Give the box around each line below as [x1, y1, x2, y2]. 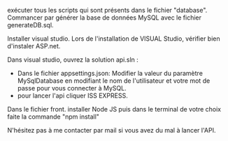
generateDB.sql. [7, 21, 54, 29]
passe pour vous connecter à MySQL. [17, 84, 127, 92]
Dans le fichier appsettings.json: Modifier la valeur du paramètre [17, 69, 203, 77]
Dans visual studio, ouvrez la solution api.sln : [7, 55, 138, 64]
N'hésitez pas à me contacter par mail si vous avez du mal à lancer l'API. [7, 126, 216, 134]
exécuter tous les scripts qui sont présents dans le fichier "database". [7, 6, 208, 14]
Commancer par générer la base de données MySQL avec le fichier [7, 13, 201, 22]
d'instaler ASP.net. [7, 42, 61, 50]
